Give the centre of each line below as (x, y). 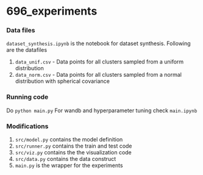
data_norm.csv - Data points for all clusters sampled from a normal (98, 75)
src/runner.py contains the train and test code (73, 146)
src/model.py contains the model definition (69, 140)
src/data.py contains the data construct (66, 159)
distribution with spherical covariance (62, 81)
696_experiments (52, 11)
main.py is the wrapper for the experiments (69, 165)
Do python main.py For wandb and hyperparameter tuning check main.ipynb (102, 110)
